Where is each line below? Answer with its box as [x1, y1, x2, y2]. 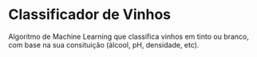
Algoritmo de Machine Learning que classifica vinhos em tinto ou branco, [8, 32, 250, 41]
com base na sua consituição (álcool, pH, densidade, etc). [8, 40, 200, 49]
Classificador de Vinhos [8, 6, 172, 24]
